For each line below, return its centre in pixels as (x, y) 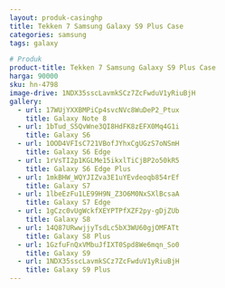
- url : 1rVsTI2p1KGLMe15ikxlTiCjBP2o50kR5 (98, 160)
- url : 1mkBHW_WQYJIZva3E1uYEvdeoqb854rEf (98, 178)
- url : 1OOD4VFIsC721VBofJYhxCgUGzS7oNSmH (98, 144)
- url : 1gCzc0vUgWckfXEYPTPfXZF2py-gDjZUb (98, 211)
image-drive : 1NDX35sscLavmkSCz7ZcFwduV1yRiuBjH (103, 93)
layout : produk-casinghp (56, 18)
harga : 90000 (34, 77)
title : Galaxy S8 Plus (68, 236)
